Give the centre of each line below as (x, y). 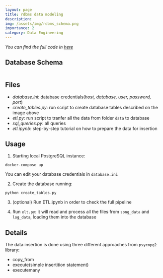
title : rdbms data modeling (34, 14)
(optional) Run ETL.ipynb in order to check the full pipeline (72, 202)
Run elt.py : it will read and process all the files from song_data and (81, 212)
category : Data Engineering (34, 33)
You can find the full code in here (39, 47)
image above (26, 113)
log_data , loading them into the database (54, 217)
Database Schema (34, 63)
